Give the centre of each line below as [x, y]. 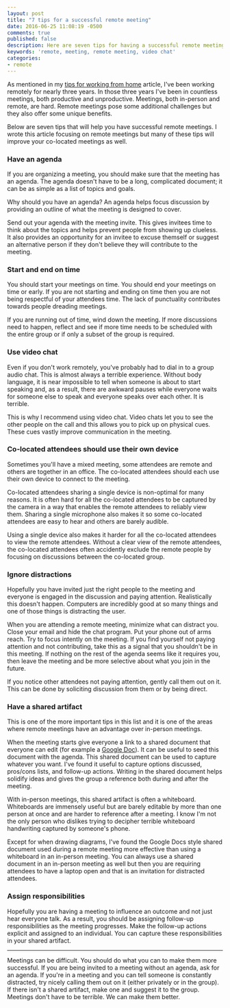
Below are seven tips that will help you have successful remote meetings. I [112, 126]
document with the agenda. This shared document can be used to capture [112, 757]
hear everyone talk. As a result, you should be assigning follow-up [100, 919]
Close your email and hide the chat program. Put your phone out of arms [110, 632]
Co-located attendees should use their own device [93, 449]
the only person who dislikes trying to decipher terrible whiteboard [101, 821]
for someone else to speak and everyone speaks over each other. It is [105, 396]
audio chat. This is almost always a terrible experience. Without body [104, 374]
